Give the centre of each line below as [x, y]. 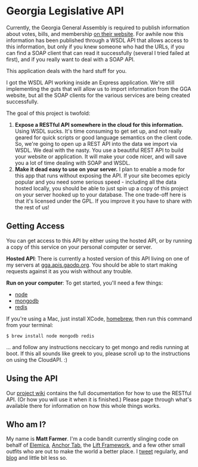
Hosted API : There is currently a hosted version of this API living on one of [98, 258]
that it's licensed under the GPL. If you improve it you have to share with [103, 201]
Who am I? [26, 424]
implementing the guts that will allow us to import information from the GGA [99, 88]
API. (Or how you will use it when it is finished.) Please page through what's [99, 399]
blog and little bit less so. [37, 458]
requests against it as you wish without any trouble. [69, 271]
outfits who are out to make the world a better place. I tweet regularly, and [97, 451]
